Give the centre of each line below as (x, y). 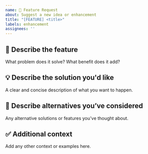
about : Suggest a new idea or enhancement (51, 15)
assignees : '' (20, 29)
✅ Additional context (39, 134)
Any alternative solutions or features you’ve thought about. (67, 118)
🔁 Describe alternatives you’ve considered (74, 106)
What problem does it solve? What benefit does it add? (63, 61)
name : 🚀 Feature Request (32, 10)
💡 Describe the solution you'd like (60, 78)
